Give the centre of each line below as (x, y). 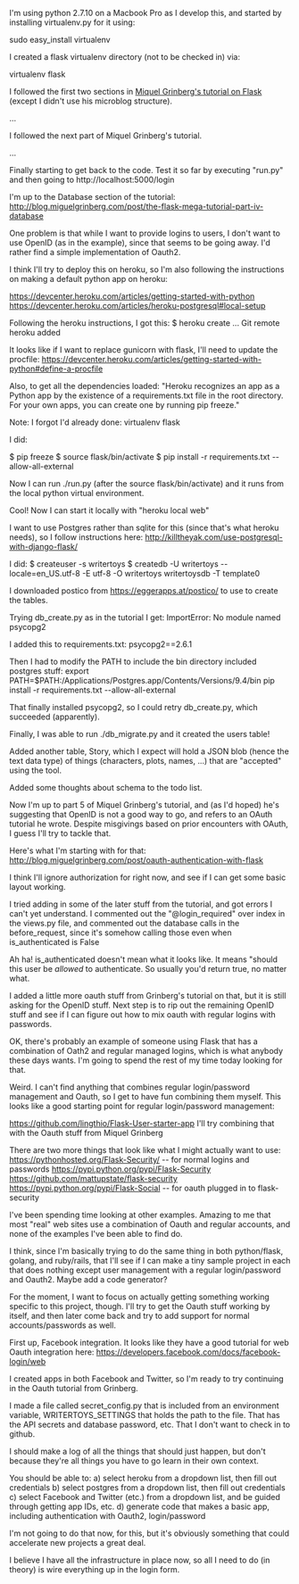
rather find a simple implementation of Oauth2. (95, 252)
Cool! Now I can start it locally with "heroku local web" (109, 510)
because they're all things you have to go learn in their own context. (134, 1461)
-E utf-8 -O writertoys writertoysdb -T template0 (171, 573)
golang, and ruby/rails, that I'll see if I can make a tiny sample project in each (150, 1261)
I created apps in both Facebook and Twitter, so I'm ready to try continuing (146, 1379)
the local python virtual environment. (77, 493)
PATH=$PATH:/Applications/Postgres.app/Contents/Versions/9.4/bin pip (142, 680)
